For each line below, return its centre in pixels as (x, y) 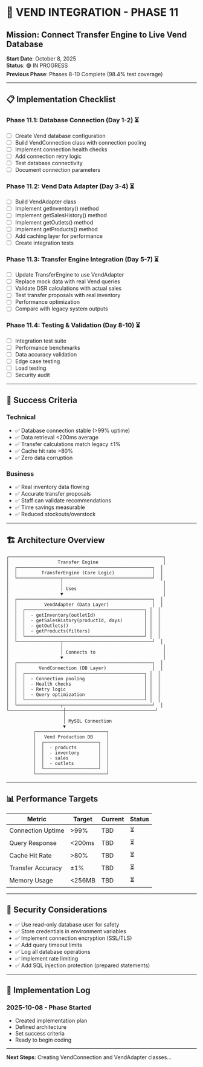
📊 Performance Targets (52, 799)
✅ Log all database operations (53, 951)
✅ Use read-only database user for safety (67, 924)
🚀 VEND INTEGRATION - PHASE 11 (92, 12)
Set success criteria (40, 1034)
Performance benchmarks (47, 347)
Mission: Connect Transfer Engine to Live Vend (97, 35)
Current (113, 819)
